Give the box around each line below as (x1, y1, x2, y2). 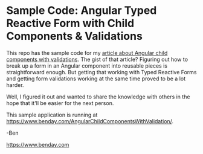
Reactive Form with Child (6, 16, 135, 30)
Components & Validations (6, 30, 143, 43)
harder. (6, 81, 24, 88)
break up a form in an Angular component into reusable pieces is (6, 62, 168, 69)
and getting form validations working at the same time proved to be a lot (6, 75, 186, 82)
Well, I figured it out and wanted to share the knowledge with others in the (6, 93, 190, 100)
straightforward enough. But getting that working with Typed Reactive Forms (6, 68, 197, 75)
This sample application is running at (6, 111, 98, 118)
